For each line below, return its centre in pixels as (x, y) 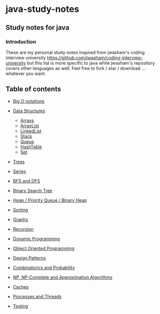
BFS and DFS (26, 181)
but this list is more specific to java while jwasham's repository (91, 63)
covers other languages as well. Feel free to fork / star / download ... (76, 68)
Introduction (21, 42)
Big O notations (29, 101)
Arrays (27, 120)
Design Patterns (29, 258)
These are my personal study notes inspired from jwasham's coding (75, 52)
